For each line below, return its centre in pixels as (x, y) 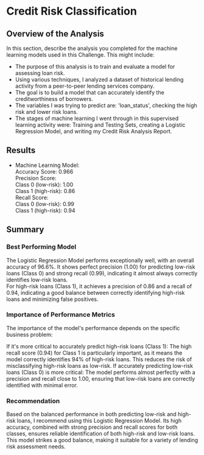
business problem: (30, 334)
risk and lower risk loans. (46, 112)
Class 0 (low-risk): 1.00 (44, 185)
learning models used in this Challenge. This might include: (80, 55)
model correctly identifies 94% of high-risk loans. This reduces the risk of (99, 359)
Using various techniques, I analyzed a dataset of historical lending (99, 79)
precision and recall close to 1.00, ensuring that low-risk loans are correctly (101, 378)
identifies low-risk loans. (37, 280)
